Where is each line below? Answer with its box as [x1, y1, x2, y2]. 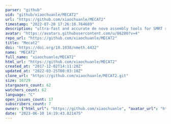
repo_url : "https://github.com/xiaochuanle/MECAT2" [5, 36, 117, 41]
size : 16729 [5, 78, 31, 83]
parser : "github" [5, 7, 42, 13]
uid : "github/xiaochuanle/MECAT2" [5, 12, 79, 17]
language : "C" [5, 92, 36, 97]
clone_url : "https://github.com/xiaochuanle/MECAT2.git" [5, 73, 129, 78]
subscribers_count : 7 [5, 102, 51, 107]
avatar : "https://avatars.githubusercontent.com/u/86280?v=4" [5, 31, 140, 36]
